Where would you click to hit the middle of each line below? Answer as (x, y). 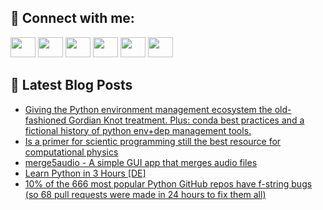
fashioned (45, 120)
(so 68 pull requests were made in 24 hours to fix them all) (145, 194)
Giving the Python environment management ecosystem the (148, 109)
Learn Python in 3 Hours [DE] (85, 173)
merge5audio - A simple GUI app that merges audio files (141, 162)
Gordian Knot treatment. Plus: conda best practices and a (186, 120)
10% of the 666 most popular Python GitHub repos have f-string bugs (168, 183)
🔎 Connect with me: (72, 18)
